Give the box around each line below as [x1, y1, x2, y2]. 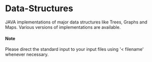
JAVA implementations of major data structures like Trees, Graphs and [5, 19, 148, 25]
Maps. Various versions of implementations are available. [5, 24, 121, 30]
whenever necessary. [5, 52, 49, 58]
